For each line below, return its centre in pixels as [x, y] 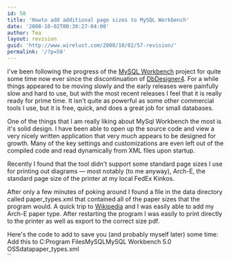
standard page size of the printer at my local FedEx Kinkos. [91, 178]
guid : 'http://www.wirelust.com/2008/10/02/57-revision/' [92, 45]
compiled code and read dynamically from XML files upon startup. [101, 150]
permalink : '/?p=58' [37, 52]
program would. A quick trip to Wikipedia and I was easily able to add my [111, 206]
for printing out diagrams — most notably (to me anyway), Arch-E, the [106, 171]
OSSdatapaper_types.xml [43, 249]
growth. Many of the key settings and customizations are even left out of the [115, 143]
